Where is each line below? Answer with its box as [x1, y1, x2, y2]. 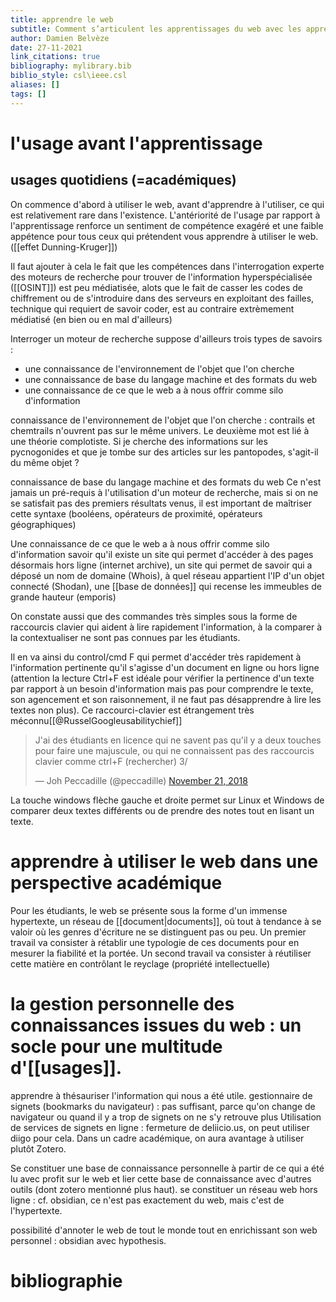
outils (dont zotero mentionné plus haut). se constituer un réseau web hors [10, 1183, 318, 1195]
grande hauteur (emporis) [10, 591, 117, 603]
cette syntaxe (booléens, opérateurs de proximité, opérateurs [10, 507, 263, 520]
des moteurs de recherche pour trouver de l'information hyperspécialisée [10, 271, 313, 283]
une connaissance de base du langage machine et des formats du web [24, 373, 318, 385]
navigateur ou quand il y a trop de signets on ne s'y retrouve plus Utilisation [10, 1111, 322, 1123]
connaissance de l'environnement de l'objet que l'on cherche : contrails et [10, 414, 316, 426]
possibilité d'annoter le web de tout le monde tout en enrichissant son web [10, 1224, 318, 1236]
